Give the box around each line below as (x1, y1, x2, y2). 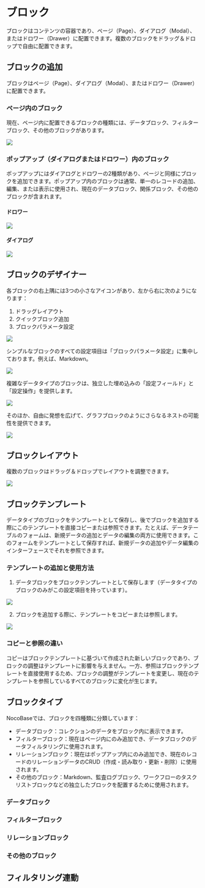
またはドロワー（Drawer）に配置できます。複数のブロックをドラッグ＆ (6, 34, 185, 42)
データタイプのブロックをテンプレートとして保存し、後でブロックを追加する (6, 516, 199, 524)
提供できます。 (17, 419, 54, 426)
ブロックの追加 (6, 62, 63, 72)
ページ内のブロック (6, 103, 63, 112)
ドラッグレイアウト (15, 307, 64, 315)
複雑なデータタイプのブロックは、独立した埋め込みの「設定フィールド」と (6, 379, 194, 386)
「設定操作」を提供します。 (6, 387, 76, 394)
